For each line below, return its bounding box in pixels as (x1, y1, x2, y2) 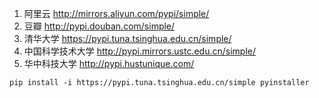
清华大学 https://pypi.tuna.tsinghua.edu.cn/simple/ (23, 33, 232, 44)
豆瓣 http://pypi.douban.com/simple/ (23, 20, 176, 32)
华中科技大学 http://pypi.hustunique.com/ (23, 58, 195, 69)
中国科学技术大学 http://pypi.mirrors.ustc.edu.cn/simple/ (23, 45, 257, 57)
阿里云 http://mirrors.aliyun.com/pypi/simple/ (23, 8, 210, 19)
